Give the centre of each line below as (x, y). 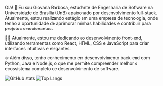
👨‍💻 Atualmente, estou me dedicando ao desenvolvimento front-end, (74, 38)
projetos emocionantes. (29, 29)
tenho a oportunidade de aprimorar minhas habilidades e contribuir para (78, 23)
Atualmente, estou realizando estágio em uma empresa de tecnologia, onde (81, 18)
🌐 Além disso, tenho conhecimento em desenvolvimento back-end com (78, 58)
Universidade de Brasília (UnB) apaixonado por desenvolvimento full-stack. (81, 13)
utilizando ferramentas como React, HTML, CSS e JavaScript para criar (77, 43)
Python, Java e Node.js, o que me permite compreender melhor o (71, 63)
